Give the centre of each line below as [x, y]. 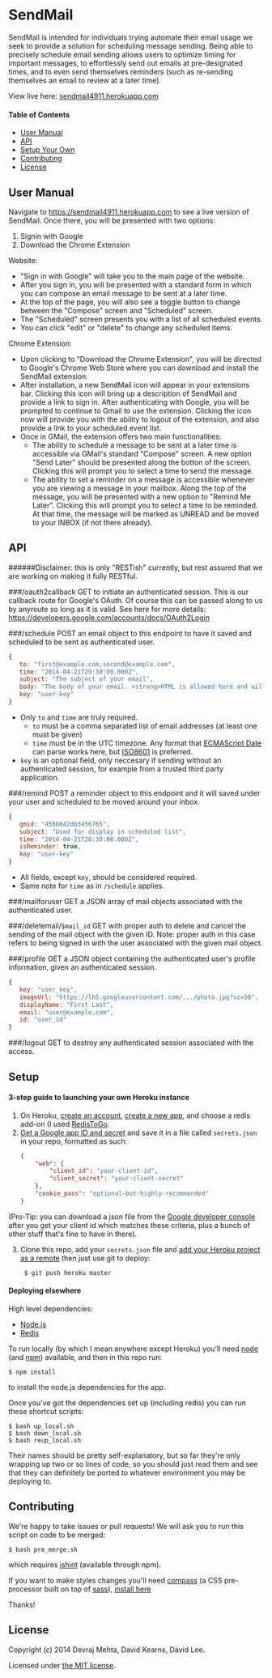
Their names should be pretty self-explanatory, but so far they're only [125, 1455]
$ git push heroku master [68, 1272]
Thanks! [22, 1604]
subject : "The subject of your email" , [86, 679]
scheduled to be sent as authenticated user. [82, 642]
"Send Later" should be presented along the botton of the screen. [142, 462]
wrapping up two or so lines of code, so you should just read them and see [133, 1464]
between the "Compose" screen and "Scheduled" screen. [117, 310]
